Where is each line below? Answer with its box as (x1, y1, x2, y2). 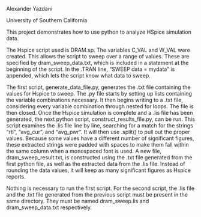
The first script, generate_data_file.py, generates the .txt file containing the (6, 84, 191, 91)
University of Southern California (6, 17, 88, 23)
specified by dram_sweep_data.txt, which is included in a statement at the (6, 60, 189, 66)
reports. (6, 173, 26, 180)
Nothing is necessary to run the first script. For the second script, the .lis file (6, 185, 195, 192)
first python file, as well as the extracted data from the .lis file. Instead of (6, 160, 185, 167)
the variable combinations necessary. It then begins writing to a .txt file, (6, 96, 183, 103)
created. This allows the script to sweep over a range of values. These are (6, 53, 190, 60)
